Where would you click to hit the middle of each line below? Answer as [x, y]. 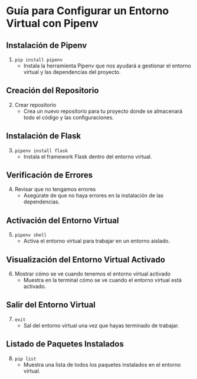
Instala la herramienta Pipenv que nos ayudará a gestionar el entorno [107, 66]
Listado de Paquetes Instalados [65, 344]
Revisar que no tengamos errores [55, 189]
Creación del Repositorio [52, 91]
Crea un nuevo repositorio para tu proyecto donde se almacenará [103, 111]
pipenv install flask [41, 151]
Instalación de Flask [44, 136]
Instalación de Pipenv [47, 45]
